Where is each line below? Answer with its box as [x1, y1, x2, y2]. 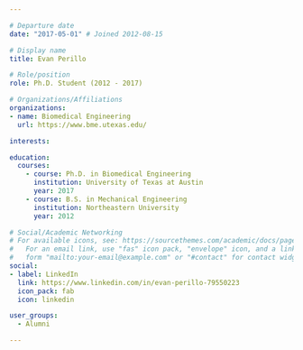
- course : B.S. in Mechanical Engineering [25, 195, 188, 204]
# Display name [9, 46, 67, 55]
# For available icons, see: [9, 236, 119, 245]
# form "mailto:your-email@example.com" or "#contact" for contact [9, 253, 277, 262]
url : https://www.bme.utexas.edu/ [17, 120, 147, 129]
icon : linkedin [17, 295, 75, 304]
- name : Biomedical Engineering [9, 112, 131, 121]
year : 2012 [32, 211, 75, 221]
